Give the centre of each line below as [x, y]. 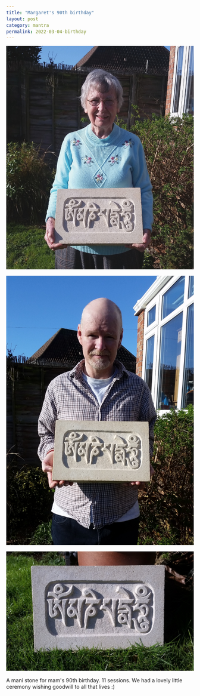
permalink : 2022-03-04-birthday [46, 32]
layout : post [22, 19]
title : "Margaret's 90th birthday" [50, 13]
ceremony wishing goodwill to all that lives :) [60, 687]
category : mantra [28, 25]
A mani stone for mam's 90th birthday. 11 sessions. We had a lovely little [94, 680]
